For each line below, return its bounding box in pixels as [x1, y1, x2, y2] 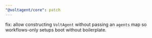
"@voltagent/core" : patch [5, 7, 60, 13]
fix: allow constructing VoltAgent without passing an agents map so [5, 21, 147, 27]
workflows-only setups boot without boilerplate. [5, 26, 106, 33]
